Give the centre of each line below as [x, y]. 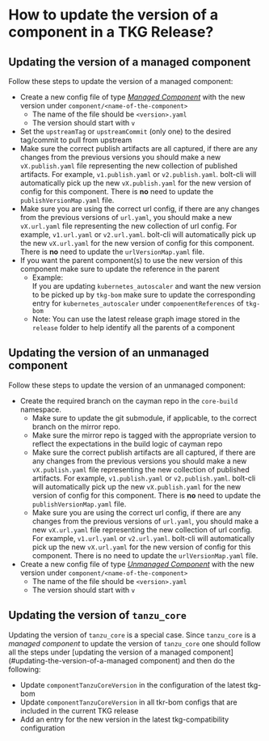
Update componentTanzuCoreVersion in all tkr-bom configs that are [128, 702]
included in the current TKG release [79, 710]
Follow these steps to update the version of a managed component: [121, 81]
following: [25, 669]
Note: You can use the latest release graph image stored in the [136, 319]
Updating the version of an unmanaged [109, 353]
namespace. [41, 409]
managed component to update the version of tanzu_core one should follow [134, 643]
